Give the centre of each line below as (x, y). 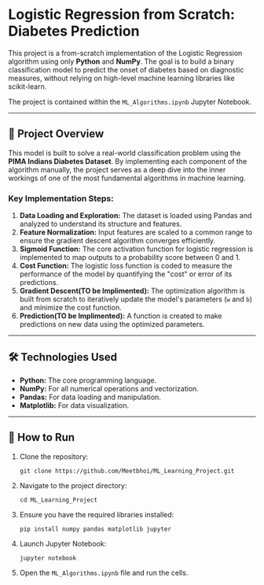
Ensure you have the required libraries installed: (97, 514)
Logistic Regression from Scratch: (122, 15)
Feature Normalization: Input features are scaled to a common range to (136, 232)
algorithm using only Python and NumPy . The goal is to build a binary (121, 61)
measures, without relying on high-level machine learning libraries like (121, 78)
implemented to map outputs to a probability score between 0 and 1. (130, 257)
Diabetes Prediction (74, 31)
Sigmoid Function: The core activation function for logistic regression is (136, 249)
